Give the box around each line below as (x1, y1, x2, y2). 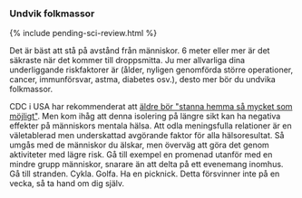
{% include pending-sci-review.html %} (9, 28, 157, 39)
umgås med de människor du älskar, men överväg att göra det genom (9, 139, 269, 151)
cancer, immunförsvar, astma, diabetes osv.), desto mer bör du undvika (9, 74, 277, 85)
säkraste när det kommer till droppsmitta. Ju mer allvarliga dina (9, 55, 246, 66)
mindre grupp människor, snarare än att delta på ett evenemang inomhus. (9, 159, 284, 170)
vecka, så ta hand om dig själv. (9, 178, 125, 189)
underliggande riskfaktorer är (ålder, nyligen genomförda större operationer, (9, 64, 294, 75)
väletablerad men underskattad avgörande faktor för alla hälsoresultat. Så (9, 130, 285, 141)
